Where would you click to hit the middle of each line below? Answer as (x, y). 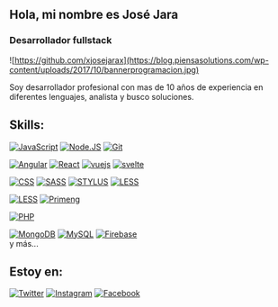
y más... (24, 243)
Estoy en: (36, 271)
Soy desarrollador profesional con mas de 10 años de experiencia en (136, 87)
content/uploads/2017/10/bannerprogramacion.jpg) (104, 69)
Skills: (27, 125)
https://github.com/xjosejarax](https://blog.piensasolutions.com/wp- (142, 60)
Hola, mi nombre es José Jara (94, 15)
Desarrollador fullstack (61, 41)
